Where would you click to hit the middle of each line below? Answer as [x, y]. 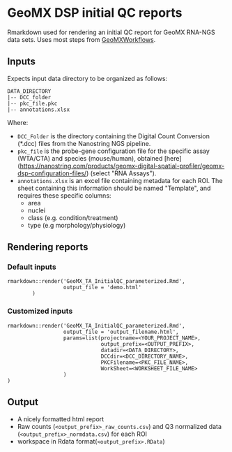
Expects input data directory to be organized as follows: [87, 78]
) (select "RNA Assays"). [121, 173]
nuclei [37, 210]
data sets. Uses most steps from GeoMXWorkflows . [82, 39]
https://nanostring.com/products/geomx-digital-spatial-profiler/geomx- [122, 166]
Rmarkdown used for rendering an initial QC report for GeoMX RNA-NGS [111, 32]
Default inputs [32, 267]
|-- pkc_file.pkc [32, 103]
